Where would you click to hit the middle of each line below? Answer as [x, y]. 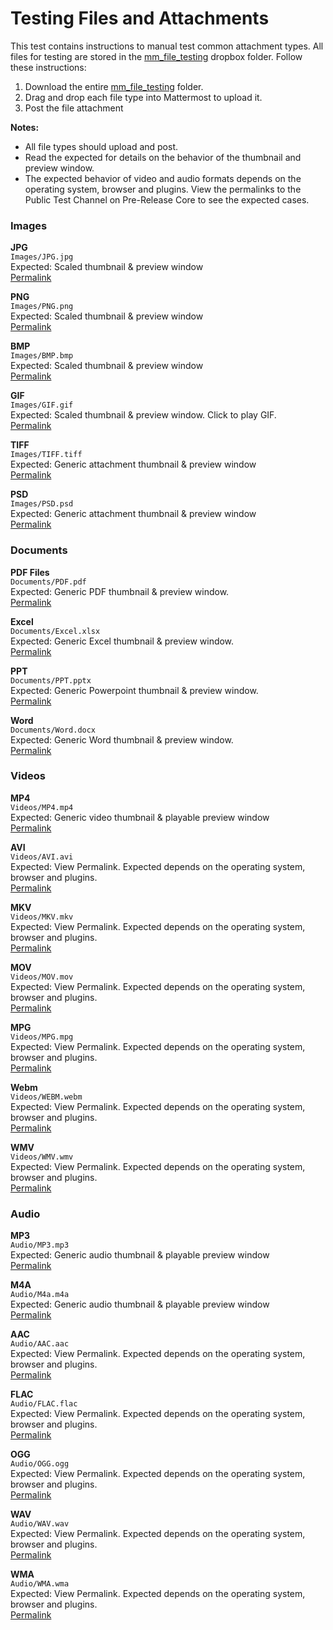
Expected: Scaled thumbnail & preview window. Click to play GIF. [143, 415]
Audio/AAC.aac [40, 1344]
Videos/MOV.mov [42, 977]
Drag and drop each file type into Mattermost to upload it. [143, 97]
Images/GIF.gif [42, 405]
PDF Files [30, 572]
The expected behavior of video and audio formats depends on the [163, 178]
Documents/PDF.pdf [48, 582]
